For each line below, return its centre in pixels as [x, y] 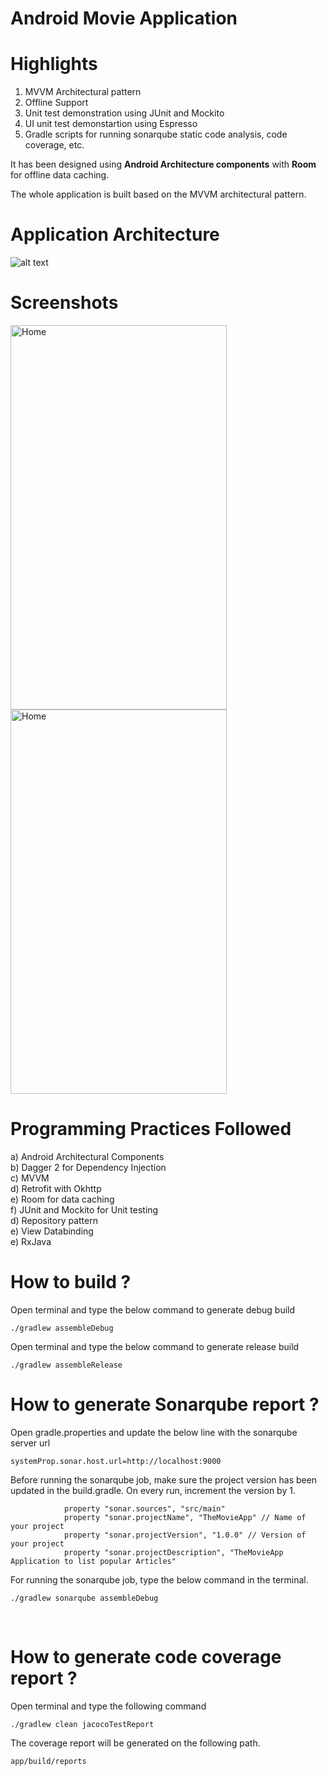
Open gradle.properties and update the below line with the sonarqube [154, 1432]
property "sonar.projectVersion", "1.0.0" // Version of [185, 1535]
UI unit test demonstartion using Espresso [111, 124]
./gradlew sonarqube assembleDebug [84, 1598]
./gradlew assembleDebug [62, 1328]
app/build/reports [48, 1761]
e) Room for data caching [62, 1199]
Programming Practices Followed [151, 1129]
